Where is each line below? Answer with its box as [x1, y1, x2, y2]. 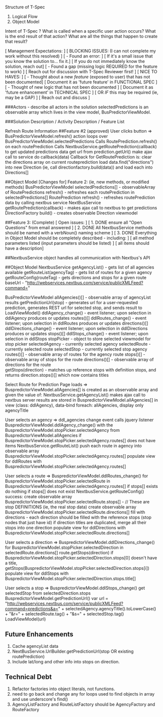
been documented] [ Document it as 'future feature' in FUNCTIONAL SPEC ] [5, 79, 158, 85]
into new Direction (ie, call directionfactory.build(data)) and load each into [5, 164, 153, 170]
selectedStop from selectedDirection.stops [5, 590, 91, 596]
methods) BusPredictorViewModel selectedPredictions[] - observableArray [5, 184, 156, 190]
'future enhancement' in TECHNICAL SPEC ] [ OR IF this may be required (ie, [5, 90, 159, 95]
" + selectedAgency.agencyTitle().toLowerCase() [58, 606, 157, 611]
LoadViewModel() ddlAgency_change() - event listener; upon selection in [5, 310, 152, 316]
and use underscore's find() [12, 696, 68, 702]
